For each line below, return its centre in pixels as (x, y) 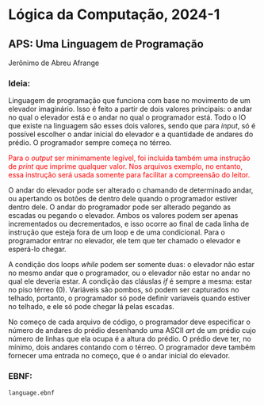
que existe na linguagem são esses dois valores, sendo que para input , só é (132, 126)
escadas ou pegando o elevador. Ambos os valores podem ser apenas (123, 216)
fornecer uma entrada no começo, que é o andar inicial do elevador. (119, 356)
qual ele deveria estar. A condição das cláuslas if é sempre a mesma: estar (130, 281)
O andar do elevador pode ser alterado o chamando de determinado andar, (131, 190)
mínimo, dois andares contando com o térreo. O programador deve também (132, 347)
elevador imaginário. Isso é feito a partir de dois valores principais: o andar (130, 109)
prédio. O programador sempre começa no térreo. (90, 143)
